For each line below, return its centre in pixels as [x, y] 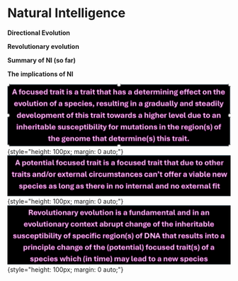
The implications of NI [40, 74]
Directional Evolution [39, 33]
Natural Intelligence [67, 13]
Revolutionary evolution [43, 46]
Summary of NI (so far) [42, 60]
